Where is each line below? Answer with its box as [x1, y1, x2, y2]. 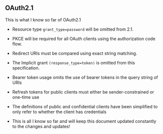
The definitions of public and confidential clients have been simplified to [12, 103, 158, 109]
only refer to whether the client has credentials [12, 109, 107, 115]
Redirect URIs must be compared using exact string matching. [12, 50, 138, 56]
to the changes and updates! [12, 123, 70, 129]
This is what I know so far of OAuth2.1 [5, 17, 81, 22]
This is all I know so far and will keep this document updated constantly [12, 118, 157, 124]
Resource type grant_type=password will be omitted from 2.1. [12, 26, 134, 32]
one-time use [12, 94, 40, 100]
